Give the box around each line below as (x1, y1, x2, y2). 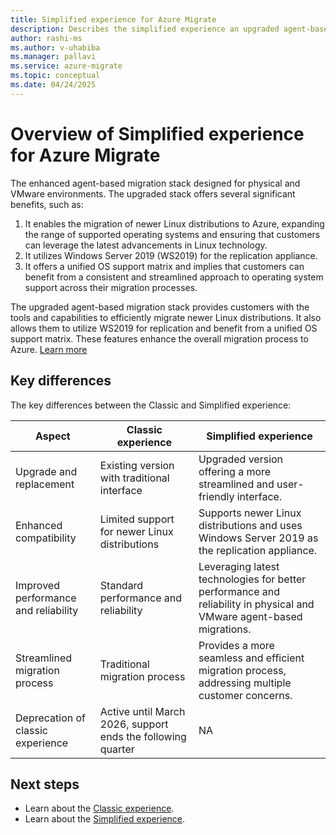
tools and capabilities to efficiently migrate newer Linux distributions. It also (10, 311, 322, 323)
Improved (15, 578, 60, 592)
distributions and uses (198, 518, 303, 532)
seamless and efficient (198, 651, 305, 665)
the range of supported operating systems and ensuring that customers (24, 228, 321, 240)
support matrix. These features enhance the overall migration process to (10, 332, 309, 345)
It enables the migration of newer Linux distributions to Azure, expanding (24, 217, 325, 230)
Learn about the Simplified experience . (24, 813, 186, 825)
